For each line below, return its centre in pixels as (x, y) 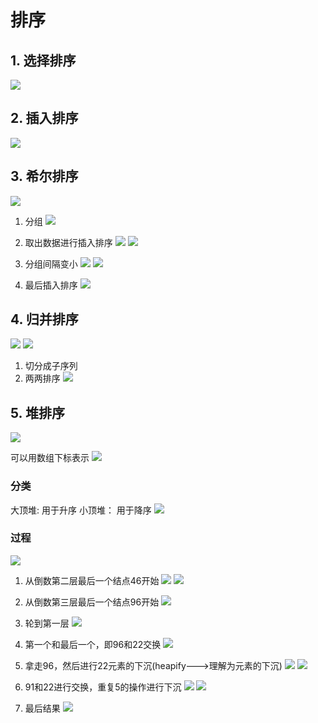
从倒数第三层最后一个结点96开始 (92, 602)
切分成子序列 (51, 366)
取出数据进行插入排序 (68, 242)
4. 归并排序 (44, 319)
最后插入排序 (51, 285)
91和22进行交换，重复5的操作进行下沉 (103, 687)
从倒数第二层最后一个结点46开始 (92, 580)
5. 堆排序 (37, 412)
